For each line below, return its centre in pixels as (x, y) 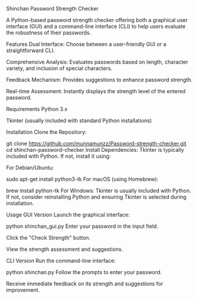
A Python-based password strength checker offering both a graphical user (97, 20)
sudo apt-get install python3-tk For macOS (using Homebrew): (82, 179)
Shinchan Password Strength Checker (52, 9)
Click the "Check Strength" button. (48, 238)
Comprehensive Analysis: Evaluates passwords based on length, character (97, 62)
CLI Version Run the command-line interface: (61, 261)
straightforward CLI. (30, 50)
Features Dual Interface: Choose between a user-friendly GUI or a (86, 44)
